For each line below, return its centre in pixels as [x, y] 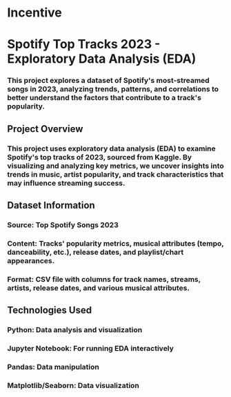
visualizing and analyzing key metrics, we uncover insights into [115, 166]
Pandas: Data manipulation [53, 367]
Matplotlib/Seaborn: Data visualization [73, 385]
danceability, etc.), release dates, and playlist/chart [96, 252]
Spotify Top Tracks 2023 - [84, 45]
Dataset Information [51, 205]
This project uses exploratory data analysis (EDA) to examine [111, 148]
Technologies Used [49, 310]
